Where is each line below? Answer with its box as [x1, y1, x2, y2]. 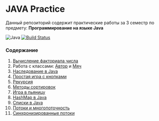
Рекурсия [12, 79, 33, 85]
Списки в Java [12, 100, 43, 106]
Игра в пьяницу [12, 90, 45, 95]
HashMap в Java [12, 94, 47, 100]
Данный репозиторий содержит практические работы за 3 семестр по [5, 20, 155, 26]
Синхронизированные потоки [12, 110, 75, 116]
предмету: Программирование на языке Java [5, 25, 104, 30]
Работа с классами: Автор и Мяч [12, 63, 82, 69]
